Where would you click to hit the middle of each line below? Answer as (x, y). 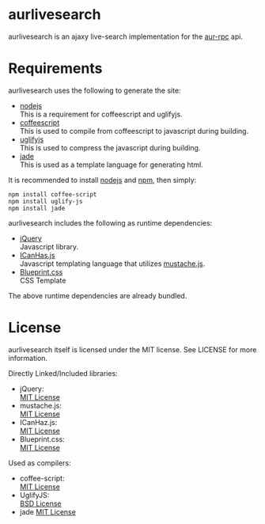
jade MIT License (48, 511)
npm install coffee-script (53, 194)
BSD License (40, 503)
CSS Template (43, 280)
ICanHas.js (37, 255)
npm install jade (37, 208)
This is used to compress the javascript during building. (110, 147)
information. (28, 358)
